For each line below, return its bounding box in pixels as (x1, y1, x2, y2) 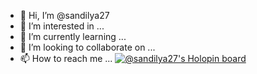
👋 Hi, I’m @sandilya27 (19, 10, 110, 21)
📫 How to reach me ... (19, 53, 113, 64)
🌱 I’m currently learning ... (19, 31, 127, 42)
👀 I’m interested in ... (19, 20, 105, 32)
